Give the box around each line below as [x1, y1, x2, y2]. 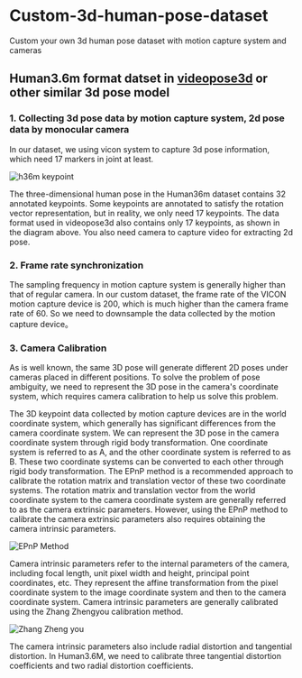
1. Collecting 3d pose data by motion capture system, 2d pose [9, 112, 286, 124]
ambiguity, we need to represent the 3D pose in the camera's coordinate [9, 381, 279, 392]
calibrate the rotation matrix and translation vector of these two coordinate [9, 475, 287, 487]
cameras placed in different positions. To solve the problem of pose [9, 371, 261, 383]
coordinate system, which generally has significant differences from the [9, 418, 277, 429]
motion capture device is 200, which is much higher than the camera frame [9, 298, 288, 309]
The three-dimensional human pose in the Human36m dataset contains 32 [9, 188, 287, 199]
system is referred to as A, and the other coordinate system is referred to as [9, 447, 291, 458]
